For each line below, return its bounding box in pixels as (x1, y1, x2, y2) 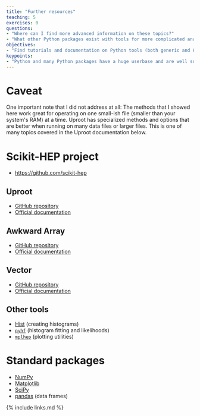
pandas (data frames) (14, 392, 68, 399)
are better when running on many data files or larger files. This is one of (6, 122, 182, 130)
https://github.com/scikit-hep (14, 169, 87, 177)
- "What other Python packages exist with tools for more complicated (6, 36, 185, 42)
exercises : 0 (6, 20, 39, 26)
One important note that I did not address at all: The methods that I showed (6, 103, 190, 111)
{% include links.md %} (6, 404, 64, 411)
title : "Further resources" (6, 8, 76, 15)
